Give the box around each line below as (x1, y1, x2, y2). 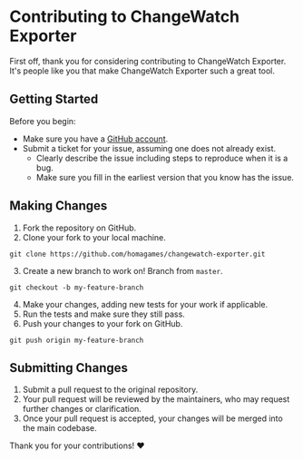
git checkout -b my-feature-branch (9, 283, 144, 292)
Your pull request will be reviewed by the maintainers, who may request (22, 394, 290, 405)
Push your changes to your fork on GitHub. (22, 318, 183, 328)
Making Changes (9, 198, 108, 214)
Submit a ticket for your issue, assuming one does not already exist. (22, 142, 277, 153)
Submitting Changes (9, 360, 129, 376)
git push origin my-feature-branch (9, 336, 144, 345)
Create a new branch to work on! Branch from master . (22, 265, 224, 276)
